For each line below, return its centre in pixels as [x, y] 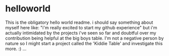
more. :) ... [16, 49]
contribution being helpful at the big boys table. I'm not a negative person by [84, 38]
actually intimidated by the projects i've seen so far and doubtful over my [81, 33]
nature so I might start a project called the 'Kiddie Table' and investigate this [84, 43]
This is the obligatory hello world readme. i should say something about [79, 22]
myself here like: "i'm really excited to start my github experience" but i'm [81, 27]
